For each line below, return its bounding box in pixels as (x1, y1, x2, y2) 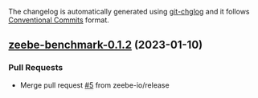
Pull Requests (8, 62, 63, 73)
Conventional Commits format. (8, 15, 110, 25)
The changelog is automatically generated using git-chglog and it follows (8, 7, 251, 16)
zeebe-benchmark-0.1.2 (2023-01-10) (8, 38, 203, 52)
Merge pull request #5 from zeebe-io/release (19, 80, 170, 90)
